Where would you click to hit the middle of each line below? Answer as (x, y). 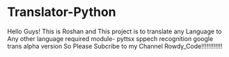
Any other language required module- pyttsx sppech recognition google (110, 38)
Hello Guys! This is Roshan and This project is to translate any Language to (114, 31)
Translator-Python (62, 12)
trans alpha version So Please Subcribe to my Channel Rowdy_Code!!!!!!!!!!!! (115, 46)
